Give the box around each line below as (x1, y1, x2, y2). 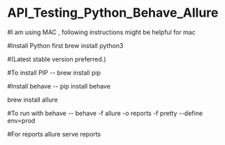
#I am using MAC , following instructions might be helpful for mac (7, 28, 196, 36)
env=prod (7, 116, 36, 125)
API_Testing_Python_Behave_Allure (7, 5, 219, 21)
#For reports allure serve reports (7, 130, 101, 138)
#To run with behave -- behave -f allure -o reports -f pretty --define (7, 109, 203, 117)
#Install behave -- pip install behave (7, 82, 110, 90)
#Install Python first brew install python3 (7, 41, 124, 49)
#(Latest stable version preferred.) (7, 54, 106, 63)
